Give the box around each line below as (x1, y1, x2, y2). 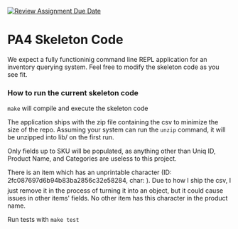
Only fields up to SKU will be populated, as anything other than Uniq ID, (7, 147, 216, 156)
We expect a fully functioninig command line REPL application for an (7, 55, 207, 63)
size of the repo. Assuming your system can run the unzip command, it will (7, 125, 226, 134)
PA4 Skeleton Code (7, 32, 124, 48)
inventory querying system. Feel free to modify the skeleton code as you (7, 63, 220, 71)
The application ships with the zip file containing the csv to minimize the (7, 118, 219, 127)
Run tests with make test (7, 215, 80, 224)
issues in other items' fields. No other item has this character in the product (7, 194, 228, 203)
